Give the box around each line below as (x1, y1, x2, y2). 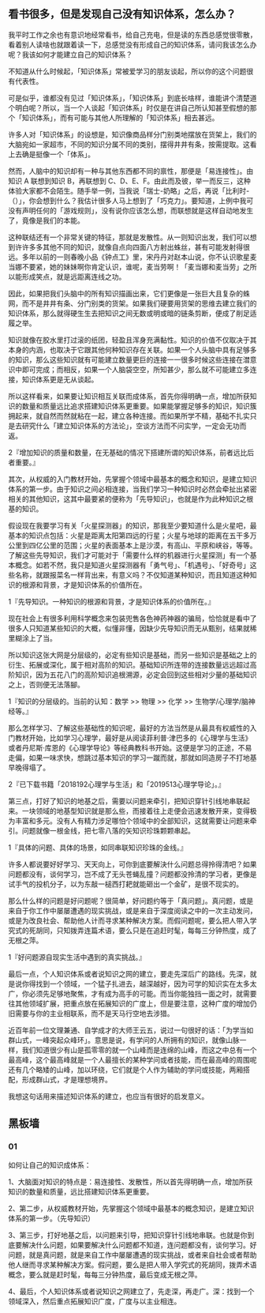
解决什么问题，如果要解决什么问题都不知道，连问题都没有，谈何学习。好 (21, 1240, 257, 1250)
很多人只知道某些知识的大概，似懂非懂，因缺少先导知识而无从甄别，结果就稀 (8, 623, 257, 633)
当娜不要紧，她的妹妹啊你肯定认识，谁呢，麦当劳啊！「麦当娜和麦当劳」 (8, 261, 243, 271)
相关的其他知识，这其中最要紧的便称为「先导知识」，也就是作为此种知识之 (8, 494, 247, 503)
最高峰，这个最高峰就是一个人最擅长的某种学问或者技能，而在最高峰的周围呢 (8, 1055, 257, 1064)
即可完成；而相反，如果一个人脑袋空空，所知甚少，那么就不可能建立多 (21, 364, 250, 374)
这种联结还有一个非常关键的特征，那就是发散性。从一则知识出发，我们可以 (8, 232, 250, 242)
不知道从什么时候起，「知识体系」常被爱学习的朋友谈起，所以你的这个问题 (8, 66, 247, 76)
